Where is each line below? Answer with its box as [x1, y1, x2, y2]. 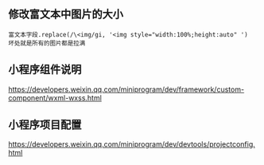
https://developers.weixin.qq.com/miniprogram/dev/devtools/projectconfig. [8, 139, 256, 149]
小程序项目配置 [8, 118, 82, 132]
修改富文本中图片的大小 [8, 7, 123, 22]
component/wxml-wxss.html [8, 92, 102, 102]
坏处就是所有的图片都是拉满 [8, 39, 86, 47]
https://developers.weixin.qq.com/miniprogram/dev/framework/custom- [8, 84, 245, 94]
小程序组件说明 [8, 63, 82, 77]
